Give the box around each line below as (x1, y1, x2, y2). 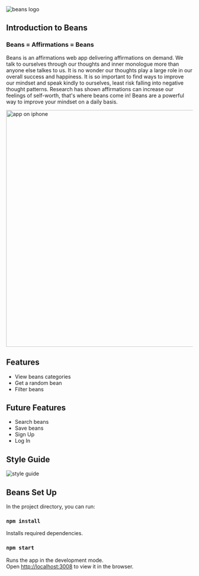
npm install (6, 517, 41, 524)
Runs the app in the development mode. (6, 556, 104, 564)
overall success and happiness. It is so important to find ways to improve (6, 73, 184, 80)
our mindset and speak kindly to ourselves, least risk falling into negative (6, 79, 184, 86)
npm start (6, 545, 34, 551)
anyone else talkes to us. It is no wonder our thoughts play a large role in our (6, 66, 192, 73)
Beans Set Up (6, 487, 57, 497)
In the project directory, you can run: (6, 503, 95, 510)
